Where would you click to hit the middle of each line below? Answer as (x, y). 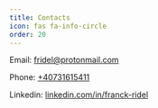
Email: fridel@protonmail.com (64, 60)
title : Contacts (40, 18)
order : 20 (28, 34)
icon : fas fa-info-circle (58, 26)
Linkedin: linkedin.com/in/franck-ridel (79, 94)
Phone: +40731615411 (50, 77)
